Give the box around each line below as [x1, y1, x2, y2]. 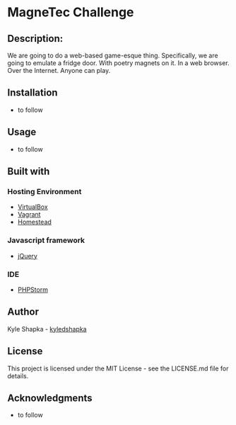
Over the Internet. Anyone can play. [7, 67, 111, 74]
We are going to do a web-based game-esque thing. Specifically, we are [7, 51, 218, 59]
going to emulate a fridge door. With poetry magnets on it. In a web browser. [7, 59, 230, 67]
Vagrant [17, 210, 41, 219]
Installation [7, 86, 58, 99]
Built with [7, 166, 50, 178]
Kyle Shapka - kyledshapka [7, 324, 87, 333]
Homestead [17, 217, 52, 227]
